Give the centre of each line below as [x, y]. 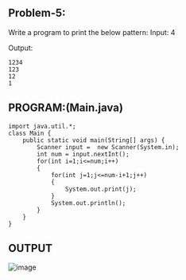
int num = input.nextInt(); [83, 154]
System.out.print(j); [101, 189]
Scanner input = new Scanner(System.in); [108, 147]
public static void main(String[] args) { [94, 140]
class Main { [30, 133]
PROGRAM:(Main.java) [66, 108]
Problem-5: [37, 13]
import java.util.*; [43, 126]
